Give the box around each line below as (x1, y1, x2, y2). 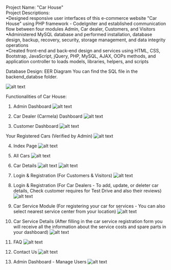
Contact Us (13, 249, 37, 255)
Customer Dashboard (13, 123, 59, 129)
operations (6, 42, 29, 48)
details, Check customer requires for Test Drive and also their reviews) (13, 188, 162, 194)
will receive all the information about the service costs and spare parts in (13, 224, 166, 230)
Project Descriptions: (6, 10, 50, 16)
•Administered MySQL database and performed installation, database (6, 32, 153, 37)
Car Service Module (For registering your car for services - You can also (13, 203, 165, 209)
